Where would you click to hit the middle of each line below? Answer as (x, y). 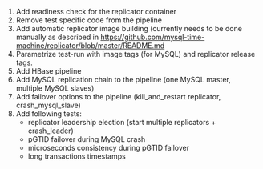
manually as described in (57, 37)
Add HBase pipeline (49, 71)
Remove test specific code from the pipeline (89, 20)
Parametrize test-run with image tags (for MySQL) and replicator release (136, 54)
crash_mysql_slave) (49, 105)
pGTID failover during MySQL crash (87, 139)
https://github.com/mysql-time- (152, 37)
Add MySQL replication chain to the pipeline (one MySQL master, (123, 80)
